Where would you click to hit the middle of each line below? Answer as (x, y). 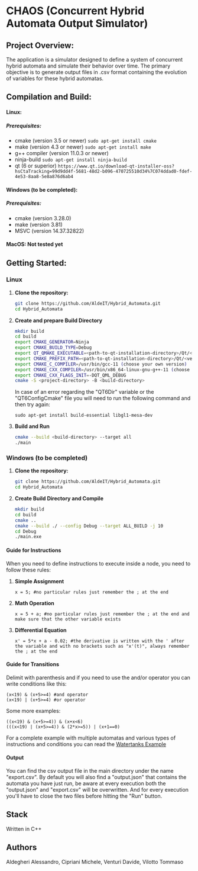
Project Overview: (40, 45)
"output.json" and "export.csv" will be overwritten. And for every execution (98, 789)
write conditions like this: (36, 684)
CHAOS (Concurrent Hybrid (75, 11)
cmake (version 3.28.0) (43, 218)
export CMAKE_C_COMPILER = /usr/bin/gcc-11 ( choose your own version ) (101, 364)
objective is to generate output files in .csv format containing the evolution (97, 72)
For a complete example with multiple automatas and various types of (91, 738)
